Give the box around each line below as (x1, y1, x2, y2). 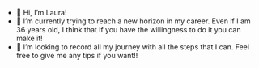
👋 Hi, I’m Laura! (15, 8, 67, 17)
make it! (15, 33, 43, 43)
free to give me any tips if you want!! (15, 51, 138, 60)
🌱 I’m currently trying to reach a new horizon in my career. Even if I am (15, 16, 251, 26)
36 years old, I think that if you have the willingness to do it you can (15, 25, 241, 34)
